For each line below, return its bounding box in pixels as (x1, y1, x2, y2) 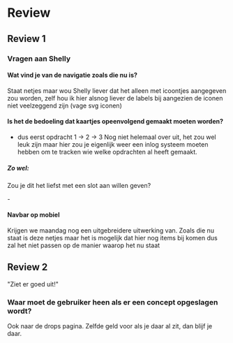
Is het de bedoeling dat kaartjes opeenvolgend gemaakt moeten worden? (7, 117, 224, 126)
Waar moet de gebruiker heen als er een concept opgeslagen (7, 297, 218, 307)
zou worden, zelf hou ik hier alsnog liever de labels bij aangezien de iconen (7, 94, 223, 102)
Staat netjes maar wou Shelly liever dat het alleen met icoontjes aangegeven (7, 86, 227, 95)
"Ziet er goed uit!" (7, 279, 59, 288)
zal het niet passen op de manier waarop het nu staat (7, 241, 160, 249)
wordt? (7, 306, 32, 316)
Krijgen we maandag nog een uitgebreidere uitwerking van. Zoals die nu (7, 226, 215, 235)
